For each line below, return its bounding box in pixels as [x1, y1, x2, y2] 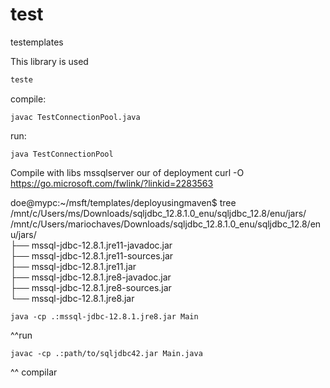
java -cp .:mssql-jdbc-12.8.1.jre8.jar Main [10, 311, 199, 322]
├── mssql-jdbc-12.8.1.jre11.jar [10, 260, 137, 272]
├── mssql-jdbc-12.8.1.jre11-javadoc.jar [10, 239, 173, 251]
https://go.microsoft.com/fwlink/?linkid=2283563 [10, 177, 214, 189]
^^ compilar [10, 366, 58, 378]
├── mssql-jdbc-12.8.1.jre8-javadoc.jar [10, 271, 172, 283]
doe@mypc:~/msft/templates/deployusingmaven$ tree [10, 196, 237, 208]
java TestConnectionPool [10, 149, 114, 159]
